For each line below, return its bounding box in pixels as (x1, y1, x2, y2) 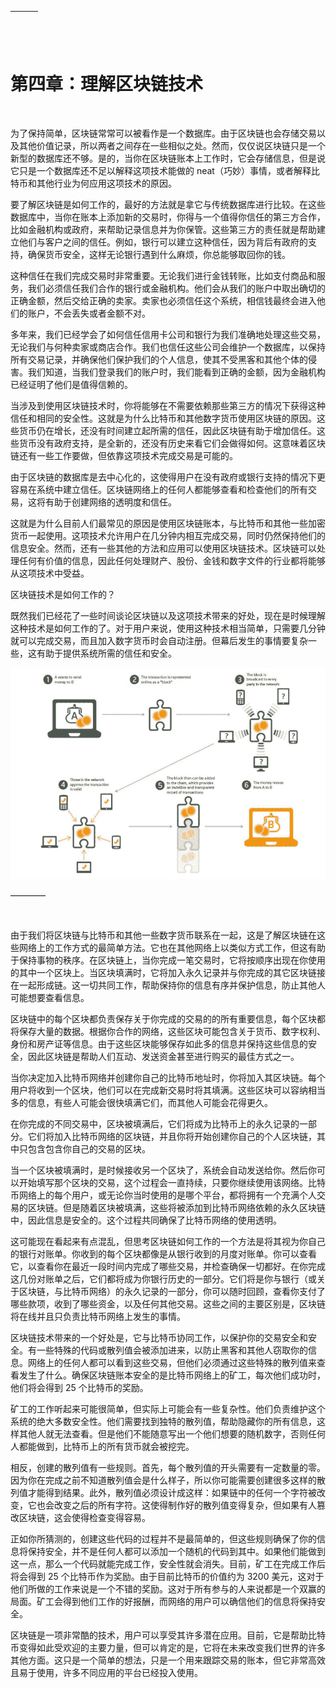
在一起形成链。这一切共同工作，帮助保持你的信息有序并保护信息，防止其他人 (10, 979, 326, 991)
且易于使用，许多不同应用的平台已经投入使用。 (10, 1667, 203, 1679)
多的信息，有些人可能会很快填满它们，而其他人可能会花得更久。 (10, 1097, 273, 1109)
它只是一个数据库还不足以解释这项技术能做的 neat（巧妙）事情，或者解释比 (10, 164, 320, 176)
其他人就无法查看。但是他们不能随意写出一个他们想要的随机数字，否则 (18, 1428, 308, 1440)
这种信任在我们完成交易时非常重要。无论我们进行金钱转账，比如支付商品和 (10, 269, 317, 281)
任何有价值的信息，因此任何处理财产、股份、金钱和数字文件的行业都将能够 (18, 554, 326, 566)
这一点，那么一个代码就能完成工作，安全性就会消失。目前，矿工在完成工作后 (10, 1558, 326, 1570)
